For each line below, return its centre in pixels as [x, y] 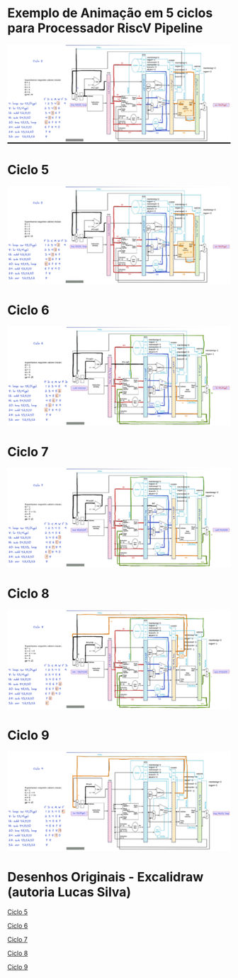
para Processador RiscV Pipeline [105, 28]
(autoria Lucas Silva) [69, 892]
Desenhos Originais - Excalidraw [106, 877]
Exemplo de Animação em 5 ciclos [110, 13]
